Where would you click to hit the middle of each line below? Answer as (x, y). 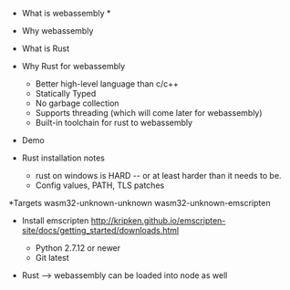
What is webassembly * (66, 13)
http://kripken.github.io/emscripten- (158, 221)
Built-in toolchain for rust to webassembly (114, 123)
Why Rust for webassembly (73, 66)
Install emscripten (55, 221)
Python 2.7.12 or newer (78, 248)
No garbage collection (77, 103)
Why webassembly (57, 31)
